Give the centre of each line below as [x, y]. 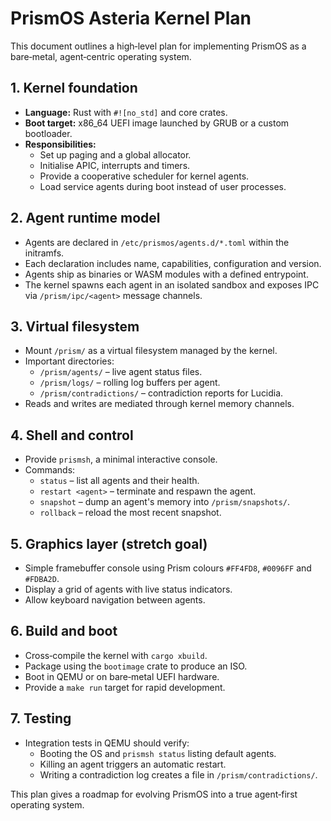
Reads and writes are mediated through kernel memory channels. [159, 404]
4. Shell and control [72, 435]
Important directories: [69, 361]
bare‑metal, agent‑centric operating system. [101, 56]
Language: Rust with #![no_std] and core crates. [126, 112]
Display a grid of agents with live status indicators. [128, 589]
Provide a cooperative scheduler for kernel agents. [144, 176]
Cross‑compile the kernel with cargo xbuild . [116, 655]
